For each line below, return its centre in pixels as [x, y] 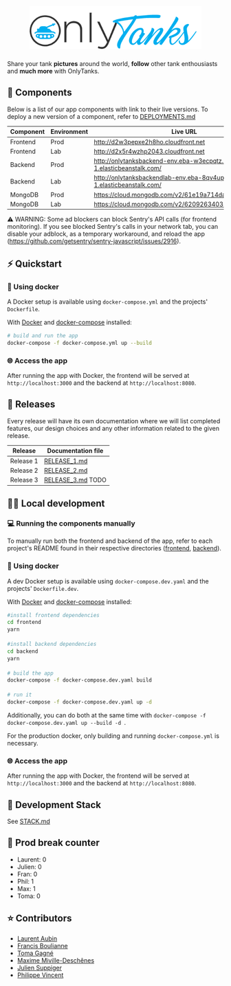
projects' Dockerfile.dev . [43, 588]
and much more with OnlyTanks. [53, 71]
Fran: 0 [27, 874]
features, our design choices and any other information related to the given [113, 428]
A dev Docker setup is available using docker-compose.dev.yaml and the [108, 581]
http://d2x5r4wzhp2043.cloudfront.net [149, 151]
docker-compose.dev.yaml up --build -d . [67, 722]
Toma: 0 [29, 896]
